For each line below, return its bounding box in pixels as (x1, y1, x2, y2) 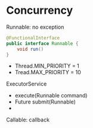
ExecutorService (6, 80, 47, 87)
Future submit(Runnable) (14, 98, 76, 105)
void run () (17, 46, 44, 52)
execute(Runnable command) (14, 92, 88, 99)
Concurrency (6, 4, 73, 17)
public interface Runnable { (6, 40, 79, 47)
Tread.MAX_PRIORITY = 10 (14, 69, 82, 76)
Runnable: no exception (6, 23, 64, 31)
